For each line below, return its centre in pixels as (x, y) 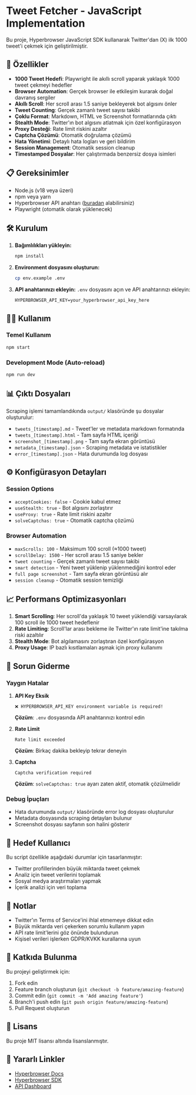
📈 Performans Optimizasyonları (66, 599)
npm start (18, 347)
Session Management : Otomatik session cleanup (75, 147)
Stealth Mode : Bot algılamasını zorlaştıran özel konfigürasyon (89, 641)
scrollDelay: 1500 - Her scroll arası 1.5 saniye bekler (79, 555)
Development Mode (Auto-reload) (56, 362)
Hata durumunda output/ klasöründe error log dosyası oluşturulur (94, 812)
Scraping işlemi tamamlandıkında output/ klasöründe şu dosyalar (85, 411)
